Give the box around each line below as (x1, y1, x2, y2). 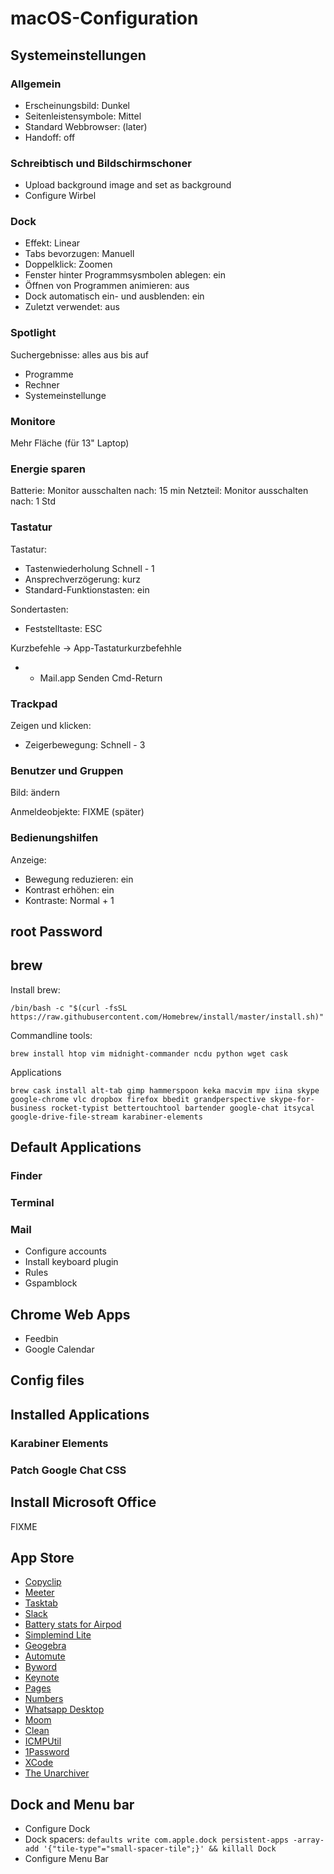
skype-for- (269, 1094, 315, 1104)
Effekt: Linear (24, 237, 81, 249)
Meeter (24, 1587, 55, 1599)
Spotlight (10, 326, 57, 340)
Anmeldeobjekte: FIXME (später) (10, 806, 145, 818)
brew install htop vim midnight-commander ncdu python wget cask (10, 1048, 288, 1059)
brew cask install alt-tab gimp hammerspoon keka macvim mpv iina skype (10, 1085, 320, 1096)
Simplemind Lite (24, 1629, 92, 1641)
